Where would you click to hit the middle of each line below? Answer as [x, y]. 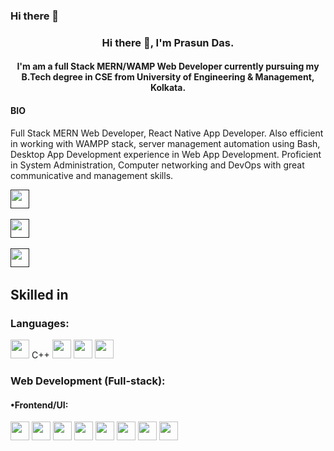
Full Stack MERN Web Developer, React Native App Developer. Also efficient [167, 133]
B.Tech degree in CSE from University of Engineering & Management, [168, 77]
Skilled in [39, 295]
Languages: [40, 323]
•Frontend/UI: [39, 405]
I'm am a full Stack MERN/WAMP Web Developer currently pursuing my [168, 66]
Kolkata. [168, 88]
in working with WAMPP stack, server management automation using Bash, [165, 143]
